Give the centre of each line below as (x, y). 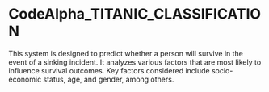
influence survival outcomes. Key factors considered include (109, 70)
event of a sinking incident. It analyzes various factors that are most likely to (135, 62)
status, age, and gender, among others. (109, 79)
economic (25, 79)
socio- (222, 70)
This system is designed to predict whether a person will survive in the (126, 53)
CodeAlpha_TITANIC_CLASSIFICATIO (134, 14)
